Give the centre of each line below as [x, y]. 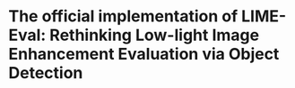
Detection [46, 73]
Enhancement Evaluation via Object [144, 54]
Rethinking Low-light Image [155, 35]
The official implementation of [123, 16]
